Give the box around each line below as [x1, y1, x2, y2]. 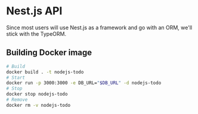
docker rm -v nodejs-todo [6, 102, 70, 108]
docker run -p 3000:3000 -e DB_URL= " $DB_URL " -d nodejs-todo [6, 80, 162, 86]
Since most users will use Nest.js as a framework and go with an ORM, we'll [6, 24, 193, 31]
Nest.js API [6, 4, 63, 18]
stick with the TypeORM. [6, 30, 67, 37]
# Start [6, 75, 26, 81]
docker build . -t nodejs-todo [6, 69, 84, 75]
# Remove [6, 97, 28, 103]
